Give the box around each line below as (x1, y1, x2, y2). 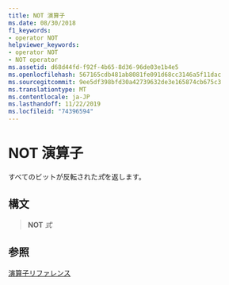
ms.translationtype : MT (8, 85, 87, 94)
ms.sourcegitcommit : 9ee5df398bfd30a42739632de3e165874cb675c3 (8, 78, 222, 86)
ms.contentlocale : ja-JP (8, 93, 90, 101)
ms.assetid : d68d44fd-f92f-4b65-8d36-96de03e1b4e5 (8, 64, 179, 71)
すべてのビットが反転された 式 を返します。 (8, 171, 147, 181)
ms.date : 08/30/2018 (8, 19, 77, 27)
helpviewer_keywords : (8, 41, 80, 49)
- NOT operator (8, 56, 59, 64)
